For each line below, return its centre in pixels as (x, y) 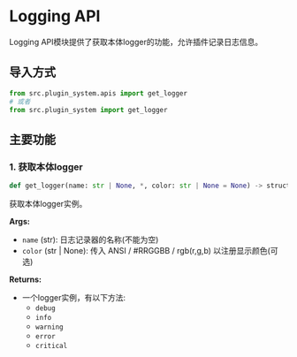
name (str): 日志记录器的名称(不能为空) (90, 239)
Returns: (26, 279)
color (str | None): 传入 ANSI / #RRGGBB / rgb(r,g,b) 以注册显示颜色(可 (150, 250)
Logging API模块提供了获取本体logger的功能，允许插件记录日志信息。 (136, 42)
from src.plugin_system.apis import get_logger (99, 93)
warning (49, 327)
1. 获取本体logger (46, 167)
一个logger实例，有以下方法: (74, 297)
